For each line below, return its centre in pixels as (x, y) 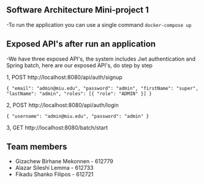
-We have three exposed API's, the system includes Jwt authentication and (101, 59)
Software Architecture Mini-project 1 (77, 10)
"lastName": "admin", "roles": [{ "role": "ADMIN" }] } (79, 94)
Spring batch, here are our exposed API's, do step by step (80, 65)
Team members (37, 147)
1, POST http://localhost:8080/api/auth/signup (64, 77)
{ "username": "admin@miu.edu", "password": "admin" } (78, 116)
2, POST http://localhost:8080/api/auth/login (63, 105)
